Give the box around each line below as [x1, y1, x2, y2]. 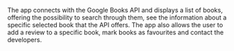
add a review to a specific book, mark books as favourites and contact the [7, 28, 224, 36]
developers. [7, 36, 43, 44]
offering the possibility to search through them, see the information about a [7, 13, 227, 22]
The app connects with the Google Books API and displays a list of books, [7, 6, 223, 14]
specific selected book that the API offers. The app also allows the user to [7, 21, 223, 29]
